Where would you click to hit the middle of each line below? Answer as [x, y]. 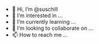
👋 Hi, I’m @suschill [35, 9]
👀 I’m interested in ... [37, 15]
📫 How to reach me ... [40, 35]
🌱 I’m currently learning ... [44, 22]
